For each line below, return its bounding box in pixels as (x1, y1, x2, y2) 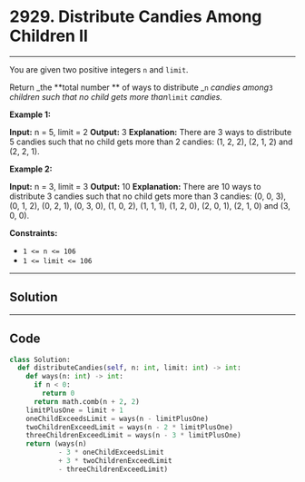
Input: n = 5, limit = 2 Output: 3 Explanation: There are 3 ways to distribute (9, 126, 292, 137)
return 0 (42, 389, 75, 398)
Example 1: (9, 109, 52, 120)
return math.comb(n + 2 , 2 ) (33, 397, 141, 406)
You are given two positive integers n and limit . (9, 64, 189, 74)
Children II (9, 25, 89, 46)
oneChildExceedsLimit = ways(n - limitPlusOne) (25, 414, 209, 423)
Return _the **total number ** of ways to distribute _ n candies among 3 (9, 82, 274, 93)
